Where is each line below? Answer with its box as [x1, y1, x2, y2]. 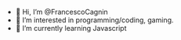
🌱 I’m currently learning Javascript [15, 24, 127, 32]
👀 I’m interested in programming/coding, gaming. [15, 15, 174, 25]
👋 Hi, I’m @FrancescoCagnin [15, 8, 108, 16]
